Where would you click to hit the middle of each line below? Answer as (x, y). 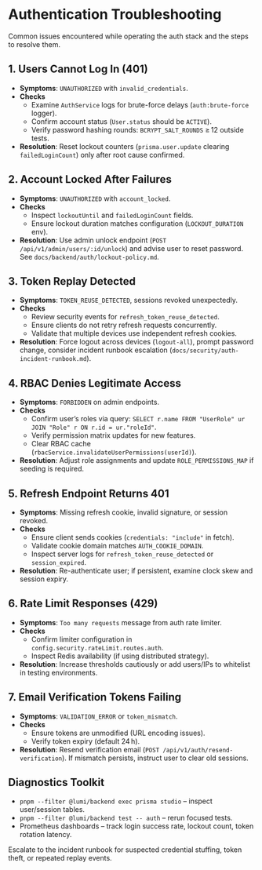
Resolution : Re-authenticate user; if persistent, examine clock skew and (136, 571)
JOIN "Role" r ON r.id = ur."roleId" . (94, 427)
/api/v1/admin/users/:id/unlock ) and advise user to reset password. (131, 248)
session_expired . (59, 562)
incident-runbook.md (53, 359)
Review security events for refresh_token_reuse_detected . (125, 317)
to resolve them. (35, 44)
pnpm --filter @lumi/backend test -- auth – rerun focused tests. (126, 818)
